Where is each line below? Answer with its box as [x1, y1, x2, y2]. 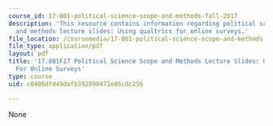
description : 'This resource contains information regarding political [8, 20, 256, 28]
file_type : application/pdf [8, 42, 104, 50]
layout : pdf [8, 50, 49, 58]
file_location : [8, 34, 60, 43]
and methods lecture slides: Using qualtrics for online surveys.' [15, 27, 249, 35]
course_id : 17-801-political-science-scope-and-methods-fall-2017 [8, 11, 238, 20]
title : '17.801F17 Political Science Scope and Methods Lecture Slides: [8, 58, 260, 66]
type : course [8, 72, 53, 80]
